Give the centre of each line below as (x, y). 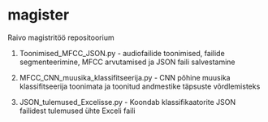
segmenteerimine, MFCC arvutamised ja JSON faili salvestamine (128, 62)
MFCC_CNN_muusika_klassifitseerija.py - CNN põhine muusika (125, 77)
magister (39, 15)
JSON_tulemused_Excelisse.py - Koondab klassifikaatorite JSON (128, 102)
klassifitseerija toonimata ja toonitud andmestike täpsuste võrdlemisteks (140, 86)
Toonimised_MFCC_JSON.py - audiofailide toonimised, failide (122, 53)
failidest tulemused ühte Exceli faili (77, 111)
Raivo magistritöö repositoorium (61, 37)
